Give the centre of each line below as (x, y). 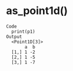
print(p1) (23, 31)
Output (14, 36)
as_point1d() (37, 11)
